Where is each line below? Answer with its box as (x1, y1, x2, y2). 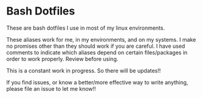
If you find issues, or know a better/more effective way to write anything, (6, 79, 189, 86)
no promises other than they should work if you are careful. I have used (6, 42, 186, 50)
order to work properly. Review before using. (6, 55, 119, 62)
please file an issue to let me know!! (6, 85, 96, 92)
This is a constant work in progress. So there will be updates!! (6, 67, 161, 74)
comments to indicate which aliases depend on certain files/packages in (6, 48, 187, 56)
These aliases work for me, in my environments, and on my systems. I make (6, 36, 197, 43)
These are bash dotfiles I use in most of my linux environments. (6, 24, 165, 31)
